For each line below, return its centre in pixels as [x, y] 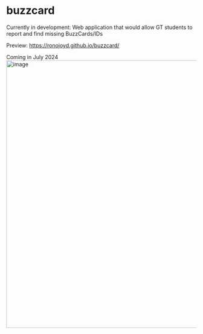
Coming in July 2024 [32, 57]
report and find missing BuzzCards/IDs [55, 33]
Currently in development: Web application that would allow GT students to [99, 27]
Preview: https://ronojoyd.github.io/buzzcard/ [63, 45]
